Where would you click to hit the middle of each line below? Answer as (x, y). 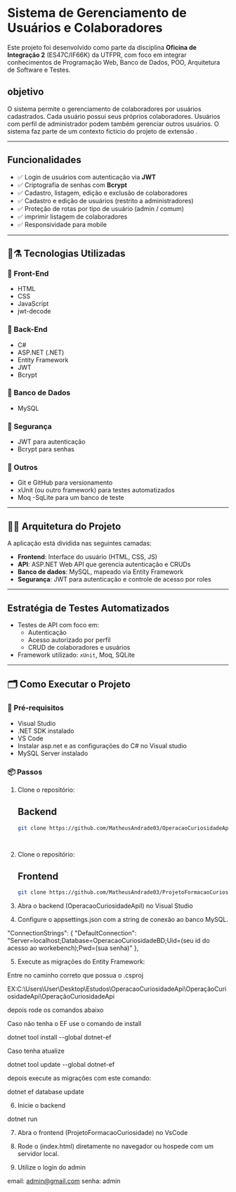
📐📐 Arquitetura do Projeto (64, 526)
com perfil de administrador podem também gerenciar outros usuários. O (113, 124)
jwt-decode (34, 312)
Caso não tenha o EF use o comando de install (74, 1024)
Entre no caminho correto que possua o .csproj (76, 975)
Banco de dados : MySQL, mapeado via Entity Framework (100, 572)
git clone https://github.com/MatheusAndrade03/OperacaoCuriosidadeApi (124, 828)
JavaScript (33, 304)
